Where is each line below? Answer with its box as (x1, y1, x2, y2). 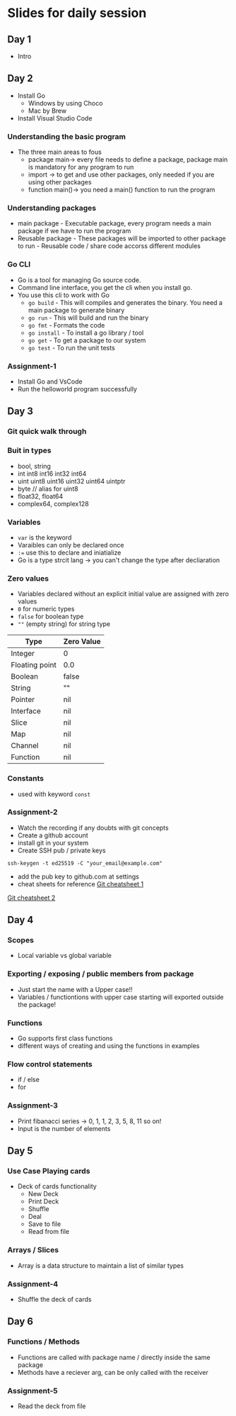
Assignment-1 (7, 361, 57, 371)
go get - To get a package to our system (28, 335, 146, 345)
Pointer (11, 695, 35, 705)
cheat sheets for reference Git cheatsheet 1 (17, 879, 144, 888)
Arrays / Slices (7, 1245, 59, 1255)
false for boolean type (17, 612, 84, 621)
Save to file (28, 1220, 61, 1228)
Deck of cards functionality (17, 1182, 97, 1191)
